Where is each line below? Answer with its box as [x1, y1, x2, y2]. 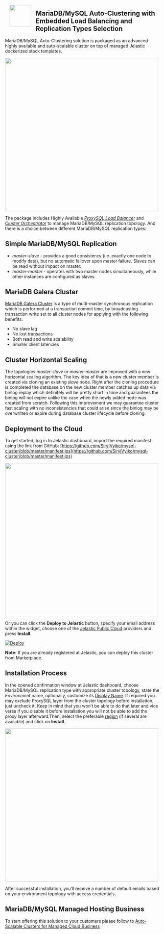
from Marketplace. [5, 655, 43, 661]
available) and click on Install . [5, 718, 66, 724]
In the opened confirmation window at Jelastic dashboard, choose [5, 682, 139, 688]
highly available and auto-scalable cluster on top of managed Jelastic [5, 43, 145, 49]
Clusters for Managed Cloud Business [23, 923, 100, 929]
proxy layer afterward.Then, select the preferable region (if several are [5, 713, 147, 719]
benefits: [5, 316, 23, 322]
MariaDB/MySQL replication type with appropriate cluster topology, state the [5, 687, 160, 693]
